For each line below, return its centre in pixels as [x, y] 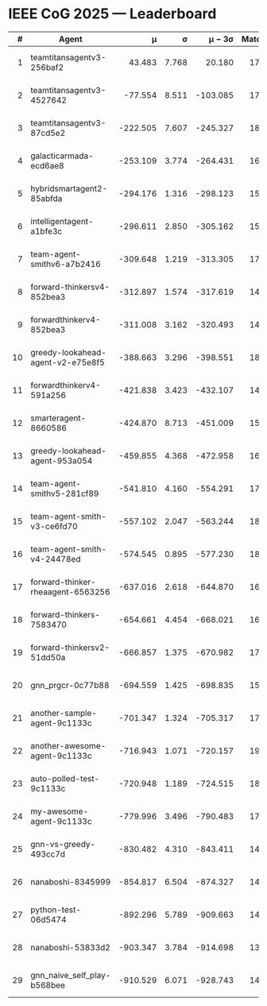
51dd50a [48, 657]
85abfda [46, 198]
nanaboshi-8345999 [71, 881]
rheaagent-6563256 [70, 591]
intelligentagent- [62, 221]
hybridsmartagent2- [69, 188]
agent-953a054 [62, 460]
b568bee [48, 985]
